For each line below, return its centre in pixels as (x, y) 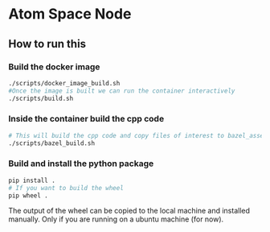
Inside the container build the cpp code (86, 119)
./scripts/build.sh (41, 98)
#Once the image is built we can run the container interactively (122, 91)
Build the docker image (54, 67)
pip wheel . (28, 195)
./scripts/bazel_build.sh (51, 143)
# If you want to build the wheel (66, 188)
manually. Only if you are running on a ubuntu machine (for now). (116, 219)
